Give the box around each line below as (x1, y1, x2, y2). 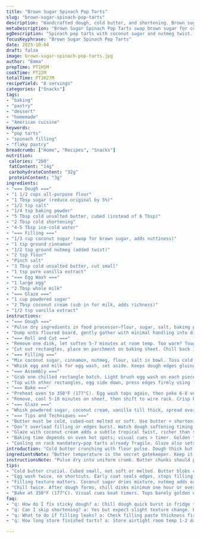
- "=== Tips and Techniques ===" (6, 412, 89, 418)
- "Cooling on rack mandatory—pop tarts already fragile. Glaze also (6, 440, 183, 446)
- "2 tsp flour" (6, 252, 46, 258)
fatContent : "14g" (8, 164, 55, 170)
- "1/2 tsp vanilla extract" (6, 308, 79, 314)
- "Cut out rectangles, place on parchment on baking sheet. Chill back (6, 346, 190, 352)
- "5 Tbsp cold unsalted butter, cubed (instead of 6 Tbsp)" (6, 214, 161, 220)
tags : (6, 92, 20, 98)
